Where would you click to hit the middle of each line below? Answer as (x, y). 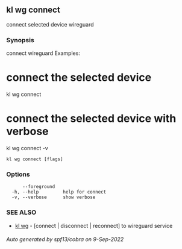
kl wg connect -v (27, 148)
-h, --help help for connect (59, 192)
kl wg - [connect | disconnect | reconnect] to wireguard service (94, 225)
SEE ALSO (21, 212)
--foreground (39, 187)
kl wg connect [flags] (35, 159)
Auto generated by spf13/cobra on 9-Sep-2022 (65, 239)
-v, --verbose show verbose (54, 197)
